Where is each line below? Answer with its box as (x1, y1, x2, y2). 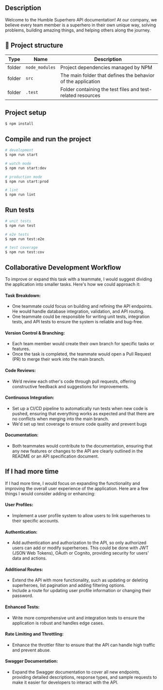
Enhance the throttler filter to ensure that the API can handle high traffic (12, 642, 155, 648)
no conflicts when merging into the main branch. (12, 416, 109, 422)
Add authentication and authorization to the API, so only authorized (12, 540, 147, 546)
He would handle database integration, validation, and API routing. (12, 309, 145, 315)
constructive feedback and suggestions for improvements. (12, 383, 130, 389)
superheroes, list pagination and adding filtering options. (12, 582, 126, 588)
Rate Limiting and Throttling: (5, 631, 64, 637)
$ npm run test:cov (5, 250, 45, 255)
